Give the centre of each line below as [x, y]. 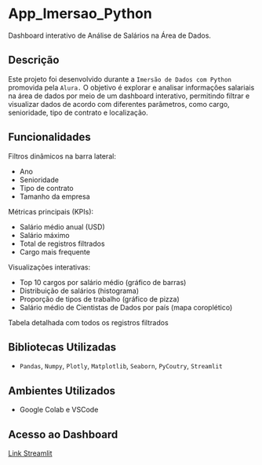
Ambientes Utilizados [62, 391]
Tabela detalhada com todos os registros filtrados [88, 322]
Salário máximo [44, 235]
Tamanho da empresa [55, 196]
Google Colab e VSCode [59, 410]
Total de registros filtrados [62, 243]
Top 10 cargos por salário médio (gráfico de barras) [103, 282]
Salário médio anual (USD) [62, 227]
